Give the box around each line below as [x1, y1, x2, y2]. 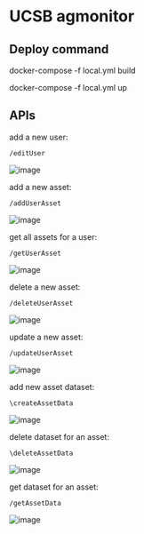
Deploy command [9, 42, 109, 57]
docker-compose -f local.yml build [9, 65, 136, 76]
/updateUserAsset [9, 348, 74, 357]
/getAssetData [9, 498, 62, 507]
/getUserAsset [9, 249, 62, 258]
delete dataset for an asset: [9, 431, 109, 442]
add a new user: [9, 132, 68, 142]
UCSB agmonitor [9, 6, 135, 27]
